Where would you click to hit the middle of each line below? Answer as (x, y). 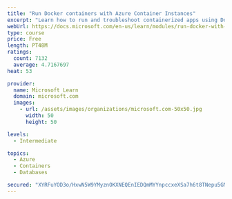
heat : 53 (20, 71)
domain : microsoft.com (46, 96)
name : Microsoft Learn (46, 90)
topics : (18, 153)
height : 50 (41, 122)
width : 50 (39, 116)
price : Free (24, 39)
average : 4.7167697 (41, 65)
